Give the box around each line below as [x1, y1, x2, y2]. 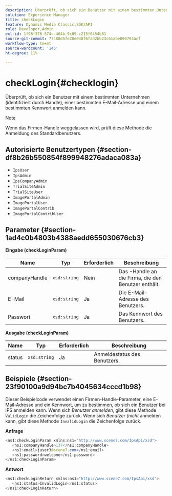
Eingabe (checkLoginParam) [5, 247, 67, 253]
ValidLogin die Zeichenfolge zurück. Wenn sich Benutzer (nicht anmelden [5, 412, 161, 418]
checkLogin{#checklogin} [5, 77, 119, 89]
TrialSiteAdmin [12, 184, 46, 189]
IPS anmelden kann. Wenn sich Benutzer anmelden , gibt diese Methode [5, 407, 157, 413]
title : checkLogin [5, 17, 45, 22]
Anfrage [5, 428, 24, 434]
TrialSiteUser [12, 189, 43, 195]
